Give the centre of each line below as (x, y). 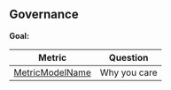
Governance (44, 15)
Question (129, 57)
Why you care (128, 72)
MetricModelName (52, 72)
